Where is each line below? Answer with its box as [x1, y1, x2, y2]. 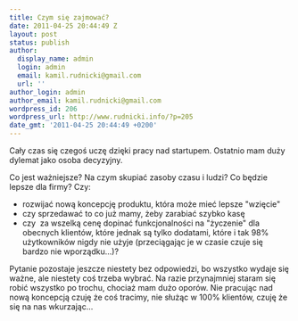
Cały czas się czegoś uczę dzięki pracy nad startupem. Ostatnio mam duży [9, 145, 286, 156]
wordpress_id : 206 [9, 104, 78, 113]
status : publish [9, 37, 70, 47]
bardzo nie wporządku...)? [21, 246, 119, 257]
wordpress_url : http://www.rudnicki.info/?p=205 [9, 112, 194, 121]
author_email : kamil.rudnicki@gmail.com [9, 95, 162, 105]
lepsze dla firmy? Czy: [9, 182, 91, 192]
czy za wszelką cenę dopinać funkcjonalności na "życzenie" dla [21, 218, 261, 228]
